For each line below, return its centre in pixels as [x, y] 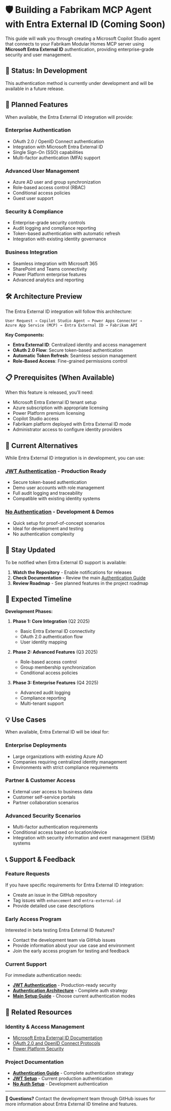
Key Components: [25, 335]
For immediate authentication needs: [44, 975]
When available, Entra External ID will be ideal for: [57, 732]
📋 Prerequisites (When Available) [60, 377]
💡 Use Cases [26, 719]
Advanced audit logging [45, 693]
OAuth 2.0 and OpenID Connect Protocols [56, 1043]
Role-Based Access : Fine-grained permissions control [70, 361]
